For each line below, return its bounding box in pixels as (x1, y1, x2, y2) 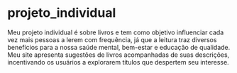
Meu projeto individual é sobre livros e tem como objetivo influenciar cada (7, 28, 224, 36)
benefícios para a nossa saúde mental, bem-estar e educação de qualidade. (7, 43, 231, 51)
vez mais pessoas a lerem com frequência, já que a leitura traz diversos (7, 35, 217, 44)
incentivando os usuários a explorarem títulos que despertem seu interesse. (7, 58, 229, 66)
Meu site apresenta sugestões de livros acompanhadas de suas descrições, (7, 51, 230, 59)
